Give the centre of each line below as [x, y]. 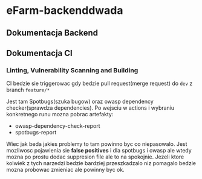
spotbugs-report [36, 133]
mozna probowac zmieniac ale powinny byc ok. [66, 170]
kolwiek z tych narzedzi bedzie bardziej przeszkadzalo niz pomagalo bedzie [101, 163]
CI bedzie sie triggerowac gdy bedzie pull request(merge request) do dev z [99, 83]
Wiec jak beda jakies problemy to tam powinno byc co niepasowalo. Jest [97, 144]
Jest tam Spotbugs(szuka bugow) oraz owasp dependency [80, 102]
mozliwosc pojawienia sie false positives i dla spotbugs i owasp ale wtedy [99, 151]
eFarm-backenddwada [65, 11]
